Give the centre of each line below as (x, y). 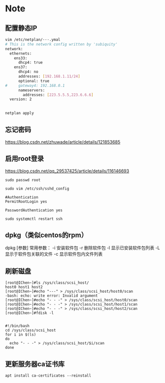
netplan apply (20, 113)
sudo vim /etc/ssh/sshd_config (37, 189)
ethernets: (21, 53)
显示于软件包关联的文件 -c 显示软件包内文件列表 (54, 254)
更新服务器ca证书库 (35, 364)
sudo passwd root (23, 180)
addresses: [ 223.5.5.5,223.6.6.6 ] (58, 95)
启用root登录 (25, 159)
